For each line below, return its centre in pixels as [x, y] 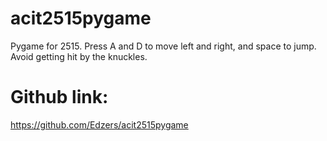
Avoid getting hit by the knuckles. [79, 56]
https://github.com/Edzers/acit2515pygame [99, 124]
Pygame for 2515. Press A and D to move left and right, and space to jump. [163, 46]
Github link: [59, 97]
